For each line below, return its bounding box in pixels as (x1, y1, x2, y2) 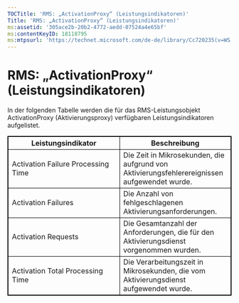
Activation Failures (11, 198, 74, 208)
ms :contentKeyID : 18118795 (7, 30, 87, 38)
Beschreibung (150, 138, 200, 148)
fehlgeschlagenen (123, 198, 184, 208)
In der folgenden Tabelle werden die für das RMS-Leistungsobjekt (7, 106, 201, 114)
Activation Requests (11, 232, 79, 242)
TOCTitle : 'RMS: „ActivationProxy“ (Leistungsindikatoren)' (7, 10, 190, 18)
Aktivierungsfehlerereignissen (123, 168, 224, 178)
